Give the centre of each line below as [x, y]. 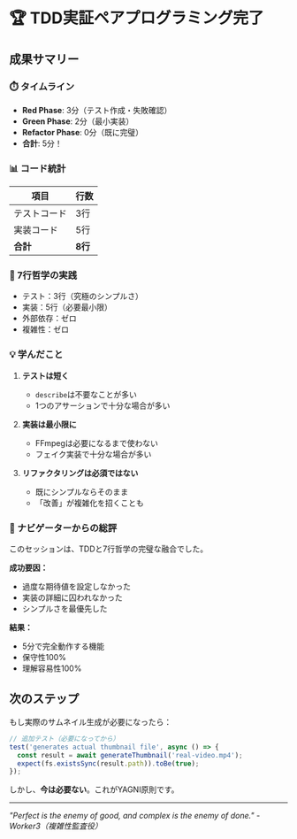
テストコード [41, 213]
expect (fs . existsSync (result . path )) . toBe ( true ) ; [108, 763]
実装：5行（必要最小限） [67, 307]
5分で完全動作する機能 [63, 646]
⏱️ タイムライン [42, 87]
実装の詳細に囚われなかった [72, 597]
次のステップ [44, 699]
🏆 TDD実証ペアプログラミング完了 [137, 18]
